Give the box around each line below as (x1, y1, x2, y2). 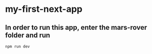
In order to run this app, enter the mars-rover (5, 23, 148, 32)
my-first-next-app (5, 3, 83, 15)
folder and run (5, 31, 50, 39)
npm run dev (5, 44, 30, 49)
